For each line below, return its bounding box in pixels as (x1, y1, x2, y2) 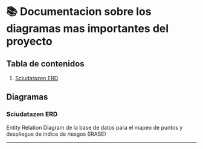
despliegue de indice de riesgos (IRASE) (6, 130, 107, 138)
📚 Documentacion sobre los (6, 5, 152, 19)
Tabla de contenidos (6, 59, 85, 69)
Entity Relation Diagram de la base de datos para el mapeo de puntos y (6, 124, 183, 131)
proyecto (6, 34, 53, 48)
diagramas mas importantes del (6, 22, 169, 36)
